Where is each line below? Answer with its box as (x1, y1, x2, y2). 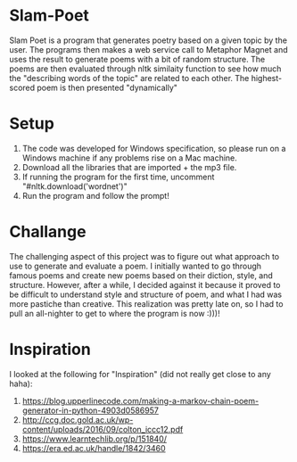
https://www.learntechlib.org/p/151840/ (21, 433, 168, 444)
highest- (251, 72, 283, 83)
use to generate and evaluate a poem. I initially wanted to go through (9, 260, 261, 271)
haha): (9, 378, 33, 389)
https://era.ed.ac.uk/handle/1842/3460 (21, 442, 167, 453)
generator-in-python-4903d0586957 (21, 405, 159, 416)
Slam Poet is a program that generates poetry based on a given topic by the (9, 35, 288, 45)
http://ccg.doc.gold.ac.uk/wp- (21, 414, 134, 425)
